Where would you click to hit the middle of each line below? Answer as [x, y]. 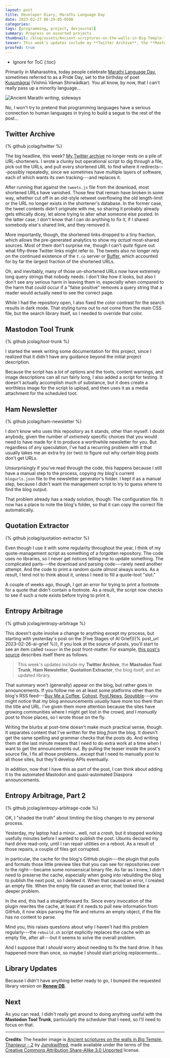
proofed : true [20, 48]
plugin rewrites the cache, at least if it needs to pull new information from [81, 906]
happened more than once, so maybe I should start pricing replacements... [83, 953]
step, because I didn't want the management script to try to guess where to [84, 484]
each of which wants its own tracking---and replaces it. [63, 178]
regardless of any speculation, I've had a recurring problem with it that [78, 448]
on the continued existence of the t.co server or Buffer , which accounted [82, 256]
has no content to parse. [31, 917]
